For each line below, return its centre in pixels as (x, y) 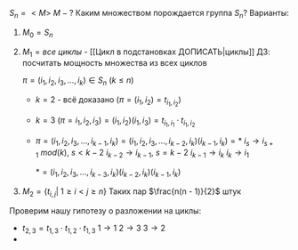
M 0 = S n (37, 33)
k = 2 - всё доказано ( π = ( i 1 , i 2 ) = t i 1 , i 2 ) (109, 101)
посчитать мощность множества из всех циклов (114, 63)
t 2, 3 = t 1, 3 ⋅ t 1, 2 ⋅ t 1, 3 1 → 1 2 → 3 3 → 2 (94, 229)
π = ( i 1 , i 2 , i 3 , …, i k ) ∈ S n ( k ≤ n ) (78, 81)
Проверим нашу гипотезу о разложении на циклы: (105, 210)
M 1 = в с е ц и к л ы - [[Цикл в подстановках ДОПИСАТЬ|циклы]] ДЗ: (146, 52)
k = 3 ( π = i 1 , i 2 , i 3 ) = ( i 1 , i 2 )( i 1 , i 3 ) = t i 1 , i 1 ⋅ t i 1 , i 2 (115, 122)
